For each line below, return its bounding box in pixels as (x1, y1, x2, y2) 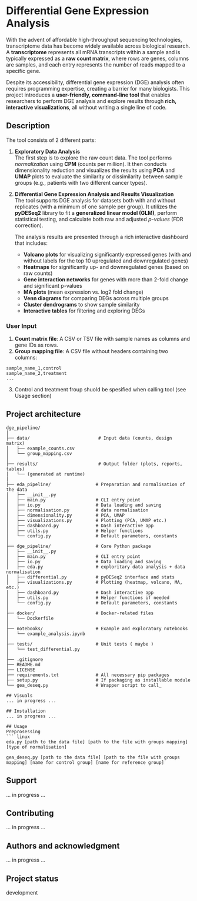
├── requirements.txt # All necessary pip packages (6, 672, 169, 678)
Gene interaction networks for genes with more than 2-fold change (23, 275, 189, 283)
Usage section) (14, 393, 52, 400)
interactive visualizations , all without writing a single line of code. (6, 104, 167, 111)
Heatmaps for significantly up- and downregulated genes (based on (23, 263, 189, 270)
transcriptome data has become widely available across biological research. (6, 42, 191, 49)
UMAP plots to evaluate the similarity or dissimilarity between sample (14, 172, 183, 180)
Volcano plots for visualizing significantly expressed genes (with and (23, 251, 191, 258)
